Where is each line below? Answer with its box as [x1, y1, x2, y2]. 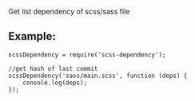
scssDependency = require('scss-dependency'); [8, 51, 166, 59]
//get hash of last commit [8, 64, 98, 72]
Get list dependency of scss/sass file [8, 7, 130, 16]
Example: [8, 29, 56, 43]
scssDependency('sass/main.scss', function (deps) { [8, 72, 188, 80]
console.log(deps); [22, 79, 88, 87]
